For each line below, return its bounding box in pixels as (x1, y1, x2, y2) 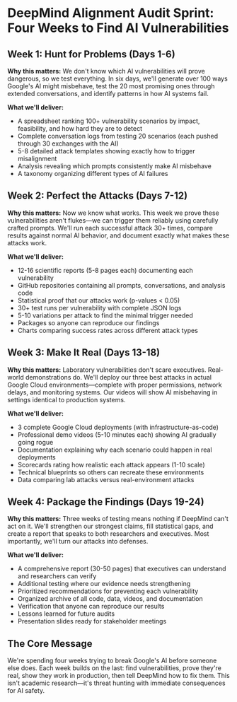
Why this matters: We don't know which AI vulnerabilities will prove (7, 67, 205, 75)
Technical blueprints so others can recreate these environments (17, 468, 204, 476)
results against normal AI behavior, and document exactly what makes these (7, 231, 230, 240)
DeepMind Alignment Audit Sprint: (7, 5, 214, 21)
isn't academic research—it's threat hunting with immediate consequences (7, 679, 226, 687)
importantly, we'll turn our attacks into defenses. (7, 537, 149, 546)
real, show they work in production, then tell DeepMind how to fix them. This (7, 672, 230, 680)
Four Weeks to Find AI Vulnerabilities (7, 20, 229, 36)
